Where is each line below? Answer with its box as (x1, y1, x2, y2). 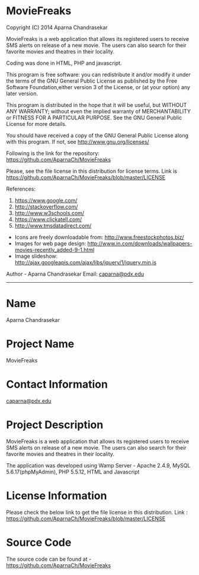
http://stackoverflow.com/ (14, 203, 78, 210)
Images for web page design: (14, 239, 86, 247)
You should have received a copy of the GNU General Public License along (6, 132, 188, 139)
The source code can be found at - (6, 555, 92, 563)
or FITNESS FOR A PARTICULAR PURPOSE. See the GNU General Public (6, 114, 182, 121)
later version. (6, 90, 38, 97)
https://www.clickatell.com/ (14, 216, 82, 223)
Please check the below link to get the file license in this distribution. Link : (6, 508, 188, 516)
